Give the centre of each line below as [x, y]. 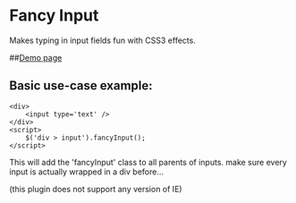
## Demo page [36, 57]
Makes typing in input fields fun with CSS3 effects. [103, 40]
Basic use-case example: [81, 86]
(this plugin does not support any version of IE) [96, 189]
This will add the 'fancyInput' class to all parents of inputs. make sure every [148, 162]
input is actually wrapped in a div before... [86, 172]
